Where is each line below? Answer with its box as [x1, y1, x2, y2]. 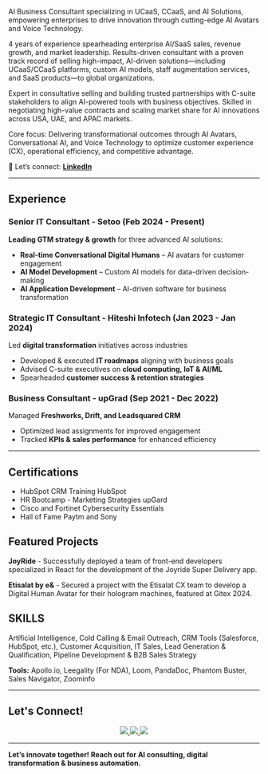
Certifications [8, 465, 79, 479]
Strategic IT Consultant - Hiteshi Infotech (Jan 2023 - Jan [8, 312, 236, 323]
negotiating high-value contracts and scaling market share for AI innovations [8, 105, 260, 115]
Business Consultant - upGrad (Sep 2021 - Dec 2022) [8, 393, 219, 404]
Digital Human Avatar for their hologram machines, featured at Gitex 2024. [8, 588, 253, 598]
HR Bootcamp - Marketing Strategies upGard [19, 495, 167, 505]
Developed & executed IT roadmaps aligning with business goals [19, 355, 234, 365]
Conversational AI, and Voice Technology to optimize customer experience [8, 138, 254, 147]
